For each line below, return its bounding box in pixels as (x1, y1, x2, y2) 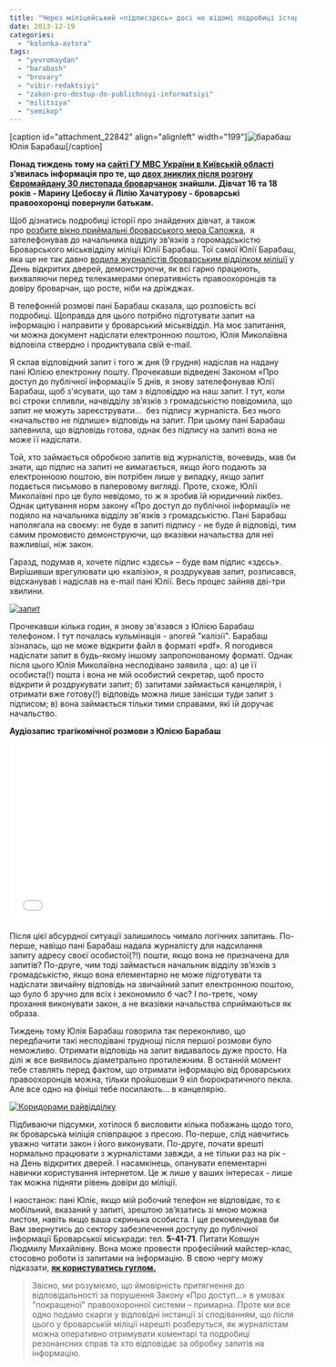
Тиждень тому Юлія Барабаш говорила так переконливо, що (9, 1025, 246, 1036)
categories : (9, 30, 55, 39)
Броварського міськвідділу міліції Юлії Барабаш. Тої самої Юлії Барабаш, (9, 244, 296, 255)
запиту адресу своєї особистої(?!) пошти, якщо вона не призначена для (9, 950, 290, 961)
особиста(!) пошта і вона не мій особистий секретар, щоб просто (9, 669, 264, 680)
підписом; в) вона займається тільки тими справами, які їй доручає (9, 699, 275, 709)
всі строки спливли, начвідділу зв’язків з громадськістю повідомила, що (9, 395, 293, 406)
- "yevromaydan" (17, 56, 79, 65)
